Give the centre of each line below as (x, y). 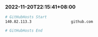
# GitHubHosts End (24, 31)
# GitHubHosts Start (26, 17)
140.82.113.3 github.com (49, 22)
